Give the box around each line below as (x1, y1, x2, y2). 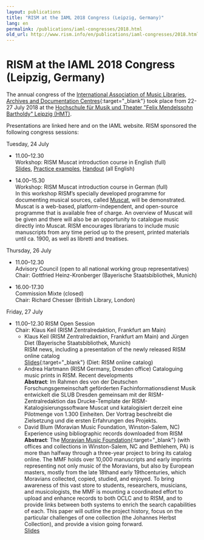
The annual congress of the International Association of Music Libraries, (6, 91, 187, 98)
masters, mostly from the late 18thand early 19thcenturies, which (24, 469, 186, 476)
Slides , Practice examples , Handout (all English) (15, 165, 135, 172)
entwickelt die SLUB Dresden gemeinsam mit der (24, 391, 147, 399)
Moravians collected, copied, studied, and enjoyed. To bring (24, 475, 175, 483)
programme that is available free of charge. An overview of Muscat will (15, 209, 192, 217)
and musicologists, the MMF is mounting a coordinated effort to (24, 488, 183, 496)
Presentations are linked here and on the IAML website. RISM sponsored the (6, 122, 197, 130)
